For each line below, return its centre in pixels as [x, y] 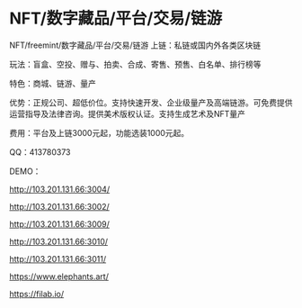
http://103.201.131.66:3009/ [60, 224]
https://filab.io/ [37, 294]
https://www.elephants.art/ [59, 276]
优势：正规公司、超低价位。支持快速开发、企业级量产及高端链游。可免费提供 [151, 102]
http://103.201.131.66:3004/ [60, 189]
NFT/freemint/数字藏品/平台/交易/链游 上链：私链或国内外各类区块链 [135, 45]
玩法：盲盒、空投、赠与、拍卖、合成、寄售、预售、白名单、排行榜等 [135, 64]
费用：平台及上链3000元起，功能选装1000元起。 [99, 132]
